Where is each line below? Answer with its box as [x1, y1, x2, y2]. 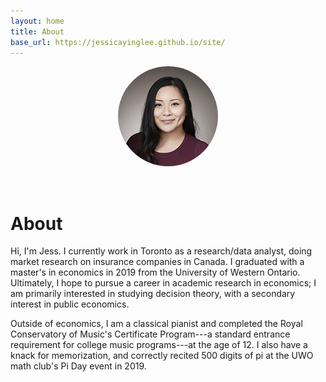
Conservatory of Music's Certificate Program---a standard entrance [10, 328, 291, 340]
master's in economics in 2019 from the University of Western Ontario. [10, 266, 301, 279]
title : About [10, 26, 65, 37]
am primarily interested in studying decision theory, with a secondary [10, 288, 296, 300]
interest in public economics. [10, 298, 130, 310]
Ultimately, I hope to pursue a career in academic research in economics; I [10, 277, 317, 289]
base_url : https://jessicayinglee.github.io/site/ [10, 37, 226, 47]
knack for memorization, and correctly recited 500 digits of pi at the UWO [10, 350, 314, 362]
